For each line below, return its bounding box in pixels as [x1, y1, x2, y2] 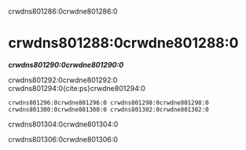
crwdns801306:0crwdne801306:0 [8, 134, 118, 144]
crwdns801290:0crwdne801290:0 [8, 60, 124, 69]
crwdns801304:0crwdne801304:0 [8, 119, 119, 129]
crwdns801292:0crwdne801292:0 [8, 75, 118, 85]
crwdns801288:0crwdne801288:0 [8, 35, 239, 52]
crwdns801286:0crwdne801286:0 [8, 7, 118, 16]
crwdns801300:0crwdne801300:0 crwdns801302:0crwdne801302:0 [8, 105, 210, 113]
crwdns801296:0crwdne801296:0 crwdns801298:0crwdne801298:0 [8, 98, 210, 107]
